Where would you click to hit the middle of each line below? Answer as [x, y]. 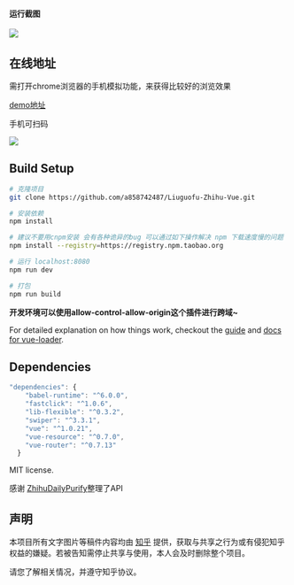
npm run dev [31, 270]
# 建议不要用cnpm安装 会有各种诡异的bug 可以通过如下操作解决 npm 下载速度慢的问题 [147, 238]
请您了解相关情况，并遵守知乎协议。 [75, 572]
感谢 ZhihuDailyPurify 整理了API [66, 489]
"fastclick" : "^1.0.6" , [69, 404]
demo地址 [27, 105]
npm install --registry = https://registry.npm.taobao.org [116, 246]
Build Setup [42, 169]
